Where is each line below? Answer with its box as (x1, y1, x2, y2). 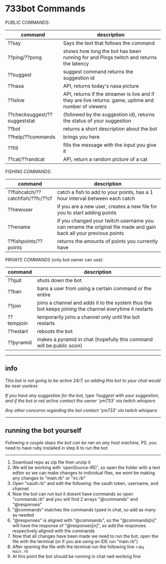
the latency (63, 60, 89, 67)
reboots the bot (37, 327, 73, 334)
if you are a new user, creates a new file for (57, 203, 158, 210)
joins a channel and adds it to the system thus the (37, 299, 152, 306)
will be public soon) (37, 342, 83, 349)
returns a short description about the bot (63, 125, 158, 132)
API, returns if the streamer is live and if (63, 90, 155, 97)
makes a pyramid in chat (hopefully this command (37, 336, 153, 343)
